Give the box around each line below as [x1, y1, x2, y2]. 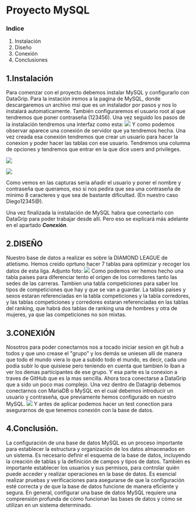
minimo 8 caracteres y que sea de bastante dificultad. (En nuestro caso [6, 192, 178, 199]
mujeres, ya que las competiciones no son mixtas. [6, 311, 127, 318]
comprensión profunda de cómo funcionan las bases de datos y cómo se [6, 495, 183, 502]
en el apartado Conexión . [6, 222, 68, 229]
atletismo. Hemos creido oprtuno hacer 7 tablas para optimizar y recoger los [6, 260, 190, 267]
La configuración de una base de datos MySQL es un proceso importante [6, 439, 183, 446]
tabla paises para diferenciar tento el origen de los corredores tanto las [6, 274, 177, 281]
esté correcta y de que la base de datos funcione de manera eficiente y [6, 483, 178, 490]
